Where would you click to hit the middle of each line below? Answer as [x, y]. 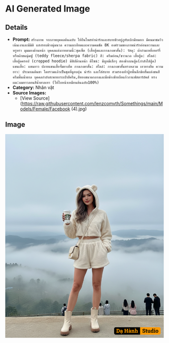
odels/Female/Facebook [45, 109]
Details [16, 27]
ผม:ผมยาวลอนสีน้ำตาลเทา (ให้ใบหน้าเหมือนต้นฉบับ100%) [56, 82]
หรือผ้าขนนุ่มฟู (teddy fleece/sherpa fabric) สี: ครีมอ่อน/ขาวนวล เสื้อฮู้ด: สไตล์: [84, 56]
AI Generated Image [48, 9]
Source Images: [29, 93]
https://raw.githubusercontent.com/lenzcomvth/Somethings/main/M [92, 103]
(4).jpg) [79, 109]
